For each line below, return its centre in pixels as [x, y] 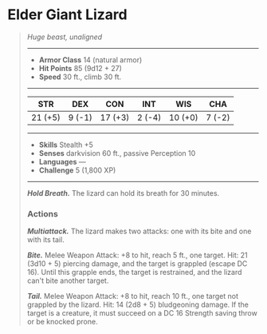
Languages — [63, 161]
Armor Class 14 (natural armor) [90, 60]
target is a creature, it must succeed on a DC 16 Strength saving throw [142, 313]
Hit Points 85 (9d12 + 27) [80, 68]
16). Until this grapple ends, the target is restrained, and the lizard [134, 272]
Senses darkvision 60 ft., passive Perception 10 [117, 153]
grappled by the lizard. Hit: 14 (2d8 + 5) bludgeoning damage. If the [137, 304]
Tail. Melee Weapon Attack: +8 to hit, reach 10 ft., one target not [132, 296]
